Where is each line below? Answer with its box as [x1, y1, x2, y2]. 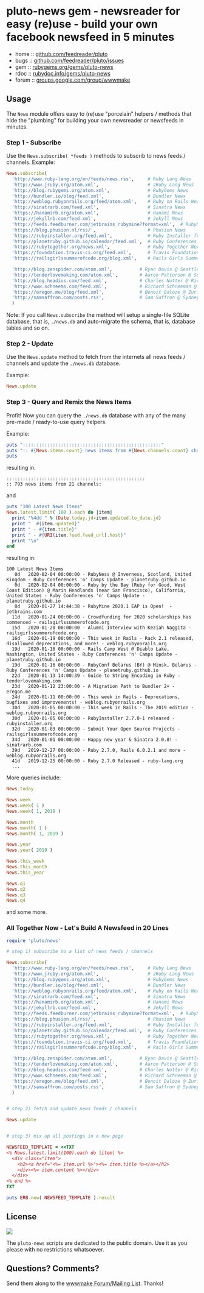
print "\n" [12, 537, 39, 544]
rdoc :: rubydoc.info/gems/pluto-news [15, 69, 111, 77]
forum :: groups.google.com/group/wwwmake [15, 76, 131, 83]
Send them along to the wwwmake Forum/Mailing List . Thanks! [6, 1280, 164, 1287]
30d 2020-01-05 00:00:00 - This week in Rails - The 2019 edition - [12, 705, 194, 711]
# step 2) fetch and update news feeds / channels [6, 1106, 137, 1112]
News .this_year [6, 870, 45, 876]
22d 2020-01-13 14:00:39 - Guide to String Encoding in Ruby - [12, 673, 181, 679]
